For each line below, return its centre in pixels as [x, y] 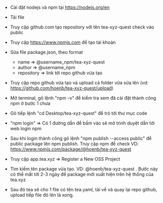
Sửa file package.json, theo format [46, 52]
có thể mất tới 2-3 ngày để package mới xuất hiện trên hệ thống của [82, 174]
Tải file [17, 17]
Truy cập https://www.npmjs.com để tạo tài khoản [63, 42]
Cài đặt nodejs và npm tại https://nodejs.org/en [60, 7]
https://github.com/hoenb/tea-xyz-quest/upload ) [62, 88]
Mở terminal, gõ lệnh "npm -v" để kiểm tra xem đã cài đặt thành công [83, 98]
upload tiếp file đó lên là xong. [42, 195]
